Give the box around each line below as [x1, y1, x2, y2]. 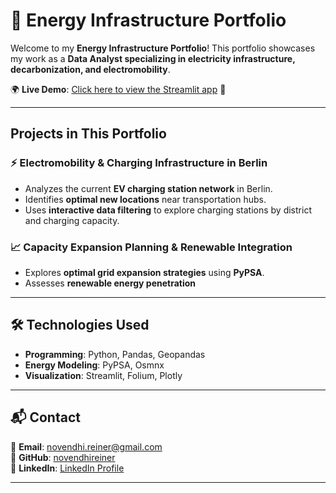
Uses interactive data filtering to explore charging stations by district [24, 204, 312, 216]
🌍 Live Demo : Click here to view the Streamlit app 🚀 [10, 83, 227, 95]
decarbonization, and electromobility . [10, 63, 171, 75]
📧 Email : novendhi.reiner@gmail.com [10, 440, 163, 453]
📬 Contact [10, 409, 81, 426]
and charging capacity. [24, 214, 120, 226]
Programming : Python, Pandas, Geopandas [24, 348, 206, 360]
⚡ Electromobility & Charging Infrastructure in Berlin [10, 156, 268, 170]
